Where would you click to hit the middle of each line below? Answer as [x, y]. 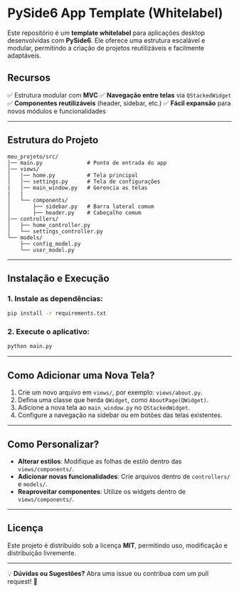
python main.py [30, 347]
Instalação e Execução [58, 278]
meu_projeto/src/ [33, 157]
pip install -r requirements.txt [57, 314]
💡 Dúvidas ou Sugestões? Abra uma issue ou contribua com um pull [108, 573]
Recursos [29, 78]
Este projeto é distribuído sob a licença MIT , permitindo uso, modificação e [117, 545]
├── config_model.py [51, 243]
